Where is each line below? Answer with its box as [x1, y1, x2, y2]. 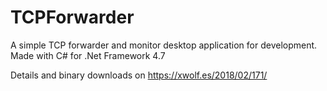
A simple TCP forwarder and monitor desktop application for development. [10, 39, 318, 51]
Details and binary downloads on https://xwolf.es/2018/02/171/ [10, 69, 268, 81]
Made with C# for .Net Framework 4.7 [10, 49, 166, 61]
